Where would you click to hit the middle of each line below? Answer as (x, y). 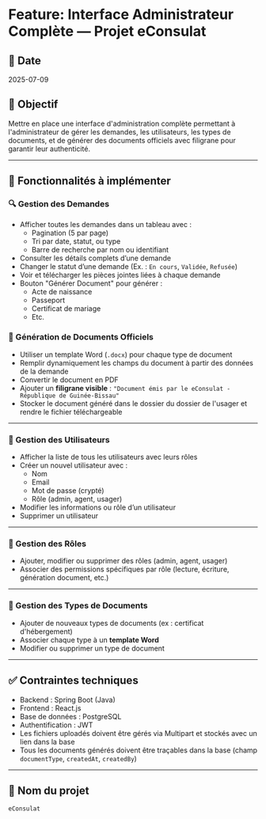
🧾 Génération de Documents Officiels (81, 337)
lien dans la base (47, 741)
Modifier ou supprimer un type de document (92, 648)
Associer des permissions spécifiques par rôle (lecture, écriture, (124, 569)
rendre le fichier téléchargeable (71, 411)
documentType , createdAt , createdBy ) (78, 758)
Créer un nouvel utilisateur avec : (74, 465)
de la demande (44, 371)
